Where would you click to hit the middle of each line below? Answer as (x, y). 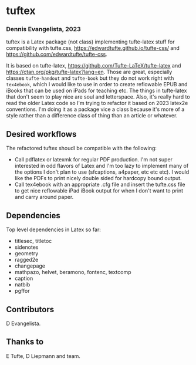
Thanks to (25, 342)
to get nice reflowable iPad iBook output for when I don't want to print (99, 191)
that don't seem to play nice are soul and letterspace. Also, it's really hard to (98, 97)
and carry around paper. (44, 197)
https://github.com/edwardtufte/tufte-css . (57, 55)
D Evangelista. (23, 323)
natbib (22, 285)
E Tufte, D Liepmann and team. (43, 356)
